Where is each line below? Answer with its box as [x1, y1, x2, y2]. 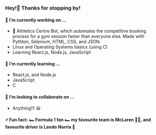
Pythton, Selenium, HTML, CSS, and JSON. [12, 38, 101, 44]
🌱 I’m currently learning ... [5, 60, 61, 66]
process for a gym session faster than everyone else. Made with [12, 33, 145, 39]
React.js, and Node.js [12, 72, 56, 78]
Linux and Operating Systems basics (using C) [12, 44, 108, 50]
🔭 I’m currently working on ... [5, 17, 67, 23]
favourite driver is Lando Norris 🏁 [5, 124, 76, 130]
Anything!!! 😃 [12, 105, 41, 111]
